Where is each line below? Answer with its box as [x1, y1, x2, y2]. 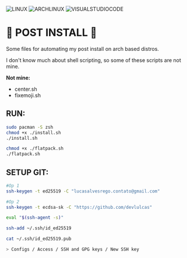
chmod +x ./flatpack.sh [6, 146, 64, 152]
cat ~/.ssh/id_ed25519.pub [6, 236, 72, 242]
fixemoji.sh [14, 91, 41, 99]
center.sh [14, 85, 37, 92]
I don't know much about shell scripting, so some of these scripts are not [6, 56, 182, 64]
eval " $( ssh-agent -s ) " [6, 215, 64, 221]
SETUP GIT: [6, 167, 49, 177]
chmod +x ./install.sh [6, 129, 61, 136]
